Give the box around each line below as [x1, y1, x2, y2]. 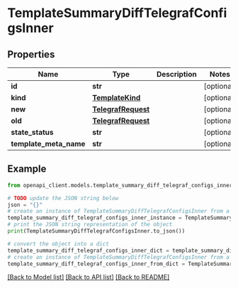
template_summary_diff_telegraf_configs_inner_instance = [7, 214, 182, 221]
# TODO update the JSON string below [7, 194, 119, 201]
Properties [7, 48, 55, 60]
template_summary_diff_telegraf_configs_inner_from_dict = [7, 260, 186, 267]
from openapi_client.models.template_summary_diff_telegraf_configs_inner [7, 182, 233, 189]
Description [156, 70, 197, 79]
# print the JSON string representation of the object [7, 221, 173, 228]
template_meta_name [11, 139, 86, 148]
